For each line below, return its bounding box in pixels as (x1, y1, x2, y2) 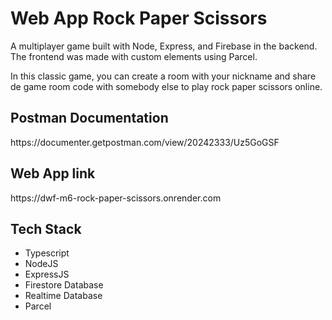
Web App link (10, 165, 96, 182)
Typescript (24, 247, 70, 259)
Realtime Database (24, 290, 103, 302)
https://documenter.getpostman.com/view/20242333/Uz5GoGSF (10, 136, 280, 148)
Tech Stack (10, 220, 82, 237)
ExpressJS (24, 268, 70, 281)
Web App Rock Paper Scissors (10, 7, 268, 30)
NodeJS (24, 258, 59, 270)
